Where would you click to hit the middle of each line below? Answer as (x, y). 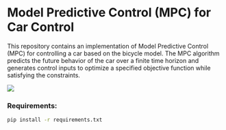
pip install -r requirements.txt (55, 120)
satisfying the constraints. (44, 75)
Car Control (41, 27)
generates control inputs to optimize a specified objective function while (109, 68)
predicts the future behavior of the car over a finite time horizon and (103, 60)
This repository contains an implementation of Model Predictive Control (108, 46)
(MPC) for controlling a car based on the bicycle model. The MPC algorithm (114, 53)
